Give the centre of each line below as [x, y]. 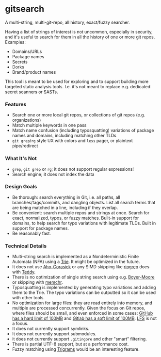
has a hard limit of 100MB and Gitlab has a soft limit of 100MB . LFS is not [84, 318]
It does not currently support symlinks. [51, 329]
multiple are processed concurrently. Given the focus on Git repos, [79, 308]
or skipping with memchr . [37, 282]
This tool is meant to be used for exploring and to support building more [77, 81]
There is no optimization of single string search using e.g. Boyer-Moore [83, 277]
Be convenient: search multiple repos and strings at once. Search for [80, 212]
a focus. [20, 324]
